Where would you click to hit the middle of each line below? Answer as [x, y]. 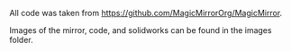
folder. [21, 40]
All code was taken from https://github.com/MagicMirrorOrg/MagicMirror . [146, 13]
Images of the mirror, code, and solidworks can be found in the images [141, 30]
